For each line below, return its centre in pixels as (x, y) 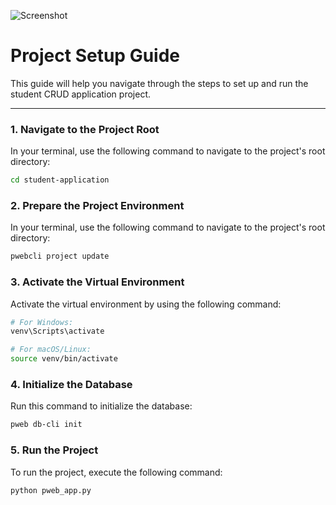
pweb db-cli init (46, 425)
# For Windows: (42, 322)
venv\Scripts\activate (57, 331)
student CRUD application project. (80, 94)
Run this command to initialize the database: (101, 406)
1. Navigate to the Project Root (85, 129)
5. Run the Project (54, 450)
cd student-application (60, 180)
